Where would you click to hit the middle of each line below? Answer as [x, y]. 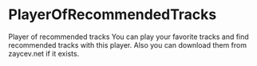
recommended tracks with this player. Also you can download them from [128, 45]
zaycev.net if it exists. [44, 53]
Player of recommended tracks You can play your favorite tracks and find [128, 37]
